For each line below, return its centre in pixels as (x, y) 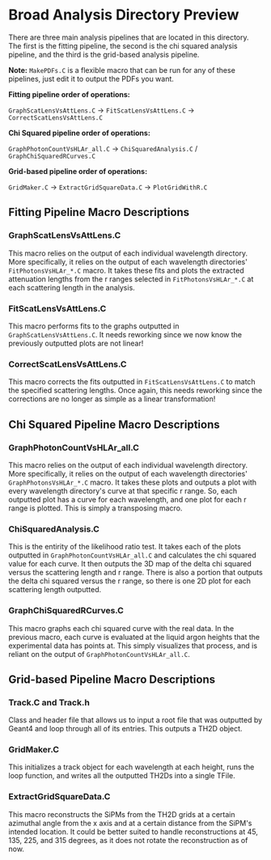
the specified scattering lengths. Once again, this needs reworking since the (135, 391)
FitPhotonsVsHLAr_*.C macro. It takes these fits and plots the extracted (126, 270)
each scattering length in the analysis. (72, 287)
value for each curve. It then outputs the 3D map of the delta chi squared (130, 564)
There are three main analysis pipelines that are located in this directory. (129, 37)
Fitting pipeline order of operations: (70, 94)
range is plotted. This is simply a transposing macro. (95, 508)
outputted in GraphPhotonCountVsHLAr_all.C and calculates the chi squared (132, 555)
